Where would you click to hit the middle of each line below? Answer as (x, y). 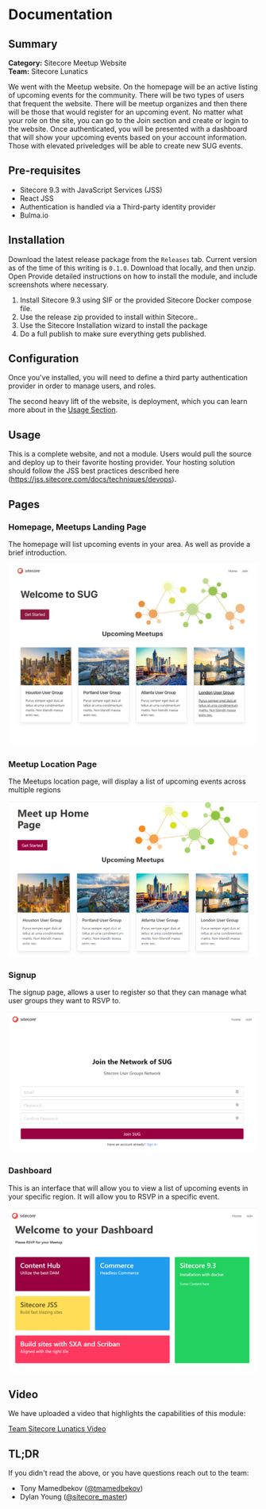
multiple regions (35, 789)
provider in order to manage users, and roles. (82, 386)
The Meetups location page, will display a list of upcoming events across (127, 781)
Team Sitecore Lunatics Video (57, 1429)
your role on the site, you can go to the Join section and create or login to (128, 120)
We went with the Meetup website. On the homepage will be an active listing (133, 87)
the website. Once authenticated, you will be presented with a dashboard (128, 129)
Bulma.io (34, 215)
